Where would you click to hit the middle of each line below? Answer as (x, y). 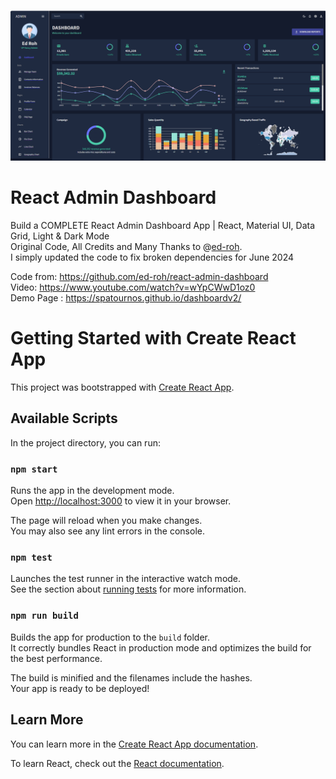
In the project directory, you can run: (85, 442)
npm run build (44, 616)
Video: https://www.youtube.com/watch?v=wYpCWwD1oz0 (133, 287)
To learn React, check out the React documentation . (117, 763)
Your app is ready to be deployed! (80, 688)
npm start (34, 469)
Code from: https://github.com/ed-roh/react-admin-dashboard (139, 277)
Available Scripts (64, 418)
